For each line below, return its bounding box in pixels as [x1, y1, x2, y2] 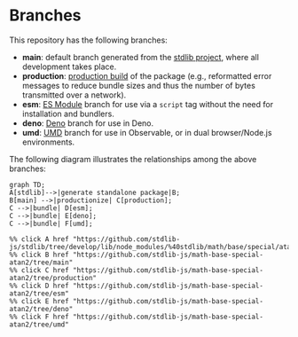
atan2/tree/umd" [9, 320, 69, 329]
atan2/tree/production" [9, 273, 98, 282]
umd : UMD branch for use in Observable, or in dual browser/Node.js [21, 127, 272, 137]
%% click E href [9, 296, 69, 306]
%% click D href [9, 281, 69, 290]
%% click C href [9, 265, 69, 275]
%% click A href [9, 234, 69, 244]
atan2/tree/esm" [9, 289, 69, 298]
